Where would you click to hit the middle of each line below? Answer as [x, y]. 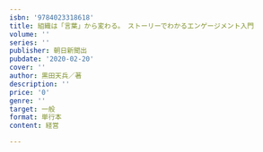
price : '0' [30, 92]
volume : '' [30, 34]
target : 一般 [32, 109]
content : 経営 [35, 126]
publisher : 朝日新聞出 [48, 51]
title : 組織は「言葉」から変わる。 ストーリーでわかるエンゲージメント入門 [131, 26]
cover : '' [28, 68]
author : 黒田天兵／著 [46, 76]
